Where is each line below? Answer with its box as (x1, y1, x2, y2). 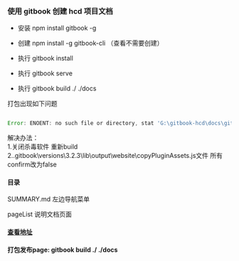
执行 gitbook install (17, 54, 73, 63)
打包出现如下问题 (7, 100, 58, 108)
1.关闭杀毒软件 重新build (7, 142, 78, 151)
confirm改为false (7, 160, 57, 169)
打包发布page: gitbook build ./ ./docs (7, 245, 118, 254)
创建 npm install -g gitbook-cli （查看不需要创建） (17, 39, 164, 48)
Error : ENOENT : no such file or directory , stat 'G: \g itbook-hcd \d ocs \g (7, 119, 228, 127)
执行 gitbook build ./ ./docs (17, 84, 97, 93)
